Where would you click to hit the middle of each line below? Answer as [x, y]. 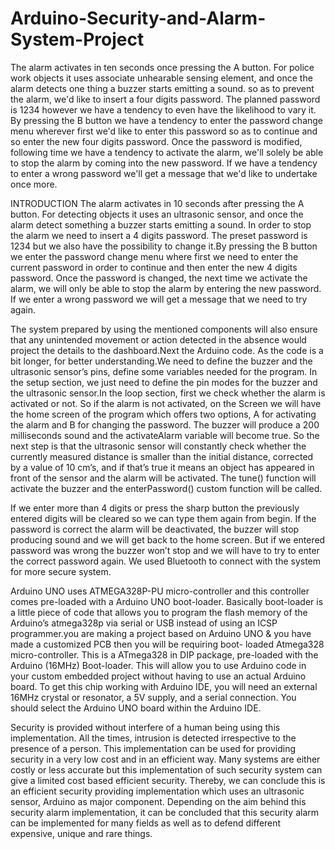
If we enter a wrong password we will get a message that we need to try [159, 299]
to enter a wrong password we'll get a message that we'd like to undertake [164, 173]
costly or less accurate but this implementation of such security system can [166, 769]
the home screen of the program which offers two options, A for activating [163, 414]
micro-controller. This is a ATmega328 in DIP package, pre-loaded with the [164, 654]
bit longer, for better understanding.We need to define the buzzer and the [161, 361]
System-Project [77, 39]
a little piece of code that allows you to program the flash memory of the [159, 612]
